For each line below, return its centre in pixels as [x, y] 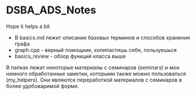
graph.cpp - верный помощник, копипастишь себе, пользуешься [96, 50]
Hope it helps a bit [28, 26]
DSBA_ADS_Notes [51, 10]
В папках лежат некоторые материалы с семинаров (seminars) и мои [93, 67]
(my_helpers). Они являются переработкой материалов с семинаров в [94, 80]
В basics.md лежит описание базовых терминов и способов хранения [102, 37]
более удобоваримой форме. [43, 86]
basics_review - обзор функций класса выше [70, 56]
